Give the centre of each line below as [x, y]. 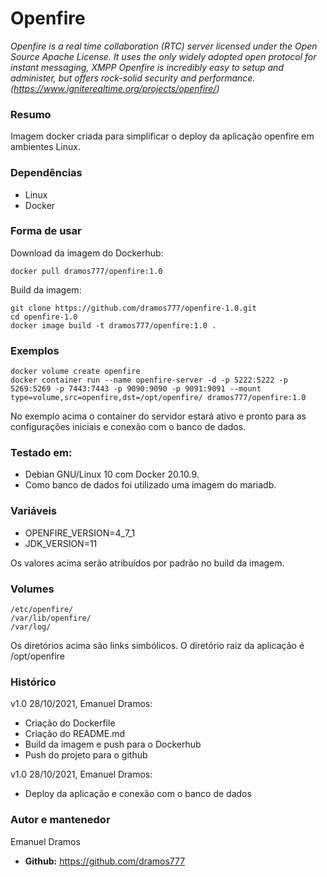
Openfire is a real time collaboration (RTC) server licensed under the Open [164, 46]
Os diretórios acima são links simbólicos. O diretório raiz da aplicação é [157, 646]
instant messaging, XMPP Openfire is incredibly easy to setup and [147, 67]
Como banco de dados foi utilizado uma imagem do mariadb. [150, 485]
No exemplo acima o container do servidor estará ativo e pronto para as [158, 416]
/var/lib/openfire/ [51, 618]
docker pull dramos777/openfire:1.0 [86, 271]
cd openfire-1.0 [44, 317]
